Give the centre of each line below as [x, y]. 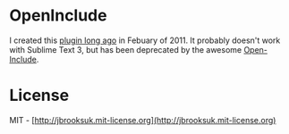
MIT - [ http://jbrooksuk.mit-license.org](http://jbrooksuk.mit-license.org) [143, 120]
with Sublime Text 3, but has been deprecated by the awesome [126, 49]
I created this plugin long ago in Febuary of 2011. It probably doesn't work [145, 40]
